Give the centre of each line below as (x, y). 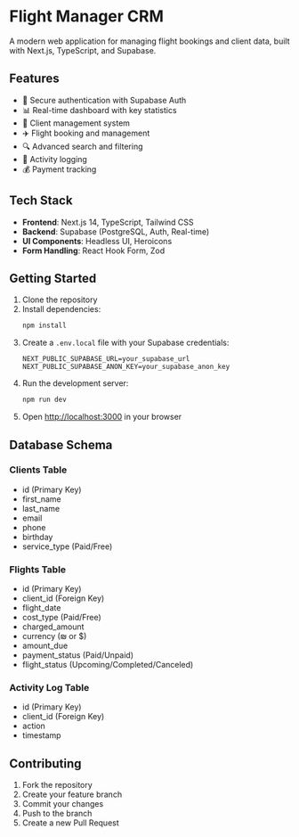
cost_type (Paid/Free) (62, 618)
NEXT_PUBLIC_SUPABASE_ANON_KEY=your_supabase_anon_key (126, 367)
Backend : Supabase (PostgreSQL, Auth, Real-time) (116, 231)
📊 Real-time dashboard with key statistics (99, 110)
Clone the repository (60, 300)
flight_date (41, 608)
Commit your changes (63, 804)
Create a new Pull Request (71, 823)
